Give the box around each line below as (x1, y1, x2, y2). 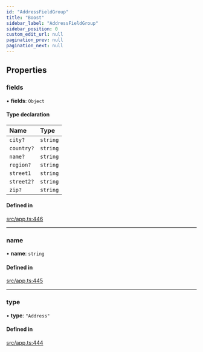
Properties (6, 65, 47, 76)
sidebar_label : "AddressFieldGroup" (6, 20, 98, 26)
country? (9, 145, 34, 151)
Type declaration (6, 111, 50, 118)
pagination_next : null (6, 43, 63, 49)
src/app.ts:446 (6, 215, 43, 222)
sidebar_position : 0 (6, 25, 59, 32)
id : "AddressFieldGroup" (6, 8, 69, 15)
